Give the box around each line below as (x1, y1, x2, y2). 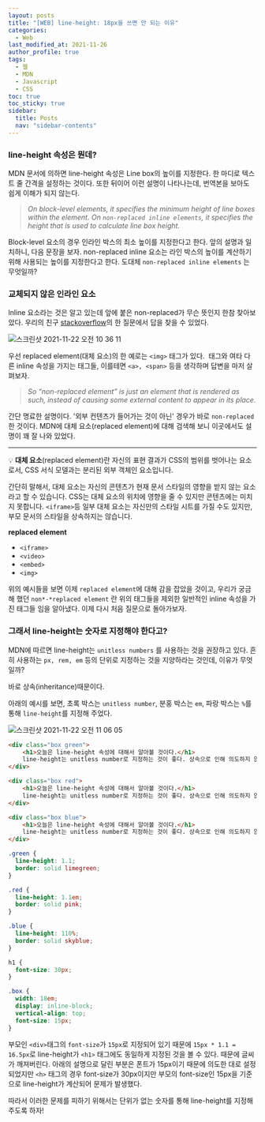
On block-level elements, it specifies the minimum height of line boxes (27, 205, 256, 214)
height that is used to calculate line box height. (27, 221, 180, 231)
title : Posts (15, 114, 58, 122)
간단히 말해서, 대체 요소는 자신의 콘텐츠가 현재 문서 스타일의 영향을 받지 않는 (8, 482, 242, 492)
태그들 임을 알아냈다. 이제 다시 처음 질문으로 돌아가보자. (16, 604, 187, 614)
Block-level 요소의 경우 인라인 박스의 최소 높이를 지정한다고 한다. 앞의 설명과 (8, 238, 244, 247)
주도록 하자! (8, 1105, 45, 1115)
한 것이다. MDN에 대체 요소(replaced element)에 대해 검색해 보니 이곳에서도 (8, 422, 244, 431)
